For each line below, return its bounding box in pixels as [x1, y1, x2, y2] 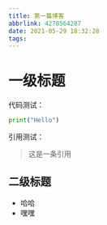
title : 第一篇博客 [8, 11, 65, 20]
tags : [8, 34, 27, 43]
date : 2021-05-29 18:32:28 [8, 27, 100, 35]
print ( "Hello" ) [8, 117, 60, 125]
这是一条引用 [28, 149, 71, 159]
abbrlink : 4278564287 [8, 19, 82, 28]
